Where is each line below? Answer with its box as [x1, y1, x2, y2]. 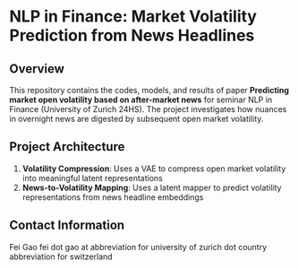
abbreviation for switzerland [9, 251, 114, 262]
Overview [9, 61, 65, 76]
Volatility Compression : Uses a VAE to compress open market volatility [21, 163, 286, 174]
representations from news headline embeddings [21, 191, 204, 203]
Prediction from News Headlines [9, 25, 255, 46]
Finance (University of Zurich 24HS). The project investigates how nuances [9, 104, 287, 114]
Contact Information [9, 218, 125, 233]
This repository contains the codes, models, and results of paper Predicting [9, 85, 289, 95]
